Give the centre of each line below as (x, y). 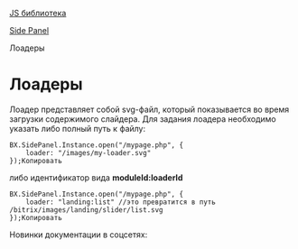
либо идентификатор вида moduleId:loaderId (96, 177)
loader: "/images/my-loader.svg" (88, 152)
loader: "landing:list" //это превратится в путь (121, 202)
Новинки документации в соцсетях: (79, 235)
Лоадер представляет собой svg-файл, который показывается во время (149, 109)
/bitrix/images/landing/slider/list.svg (87, 210)
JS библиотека (38, 13)
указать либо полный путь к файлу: (78, 128)
